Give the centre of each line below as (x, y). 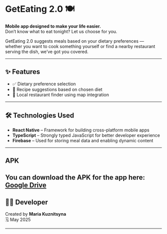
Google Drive (26, 185)
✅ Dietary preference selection (44, 84)
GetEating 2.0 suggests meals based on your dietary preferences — (75, 41)
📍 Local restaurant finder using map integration (61, 95)
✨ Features (23, 72)
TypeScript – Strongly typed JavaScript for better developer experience (86, 135)
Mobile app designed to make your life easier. (53, 26)
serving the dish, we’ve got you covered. (47, 52)
